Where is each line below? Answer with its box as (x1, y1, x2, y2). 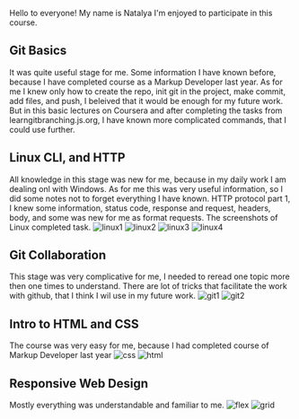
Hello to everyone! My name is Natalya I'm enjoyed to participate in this (9, 8, 273, 18)
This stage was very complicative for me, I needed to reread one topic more (9, 271, 290, 282)
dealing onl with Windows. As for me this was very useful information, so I (9, 183, 284, 194)
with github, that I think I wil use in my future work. (9, 291, 196, 301)
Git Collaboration (9, 248, 107, 263)
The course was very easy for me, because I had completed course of (9, 340, 269, 351)
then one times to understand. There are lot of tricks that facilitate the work (9, 281, 287, 292)
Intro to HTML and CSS (9, 316, 139, 331)
